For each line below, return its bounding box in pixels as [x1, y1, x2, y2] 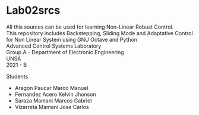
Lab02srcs [6, 4, 61, 17]
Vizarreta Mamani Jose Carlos [14, 103, 89, 110]
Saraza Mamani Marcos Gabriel [14, 97, 92, 104]
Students [6, 73, 29, 80]
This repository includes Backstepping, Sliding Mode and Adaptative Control [6, 29, 193, 36]
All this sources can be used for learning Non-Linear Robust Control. [6, 23, 174, 30]
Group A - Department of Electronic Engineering [6, 48, 124, 55]
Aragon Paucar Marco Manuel [14, 84, 89, 91]
